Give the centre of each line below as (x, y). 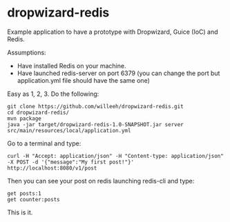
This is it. (20, 212)
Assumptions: (27, 52)
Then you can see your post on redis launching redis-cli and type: (101, 181)
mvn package (24, 119)
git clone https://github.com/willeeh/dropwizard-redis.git (96, 106)
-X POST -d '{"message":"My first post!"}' (71, 162)
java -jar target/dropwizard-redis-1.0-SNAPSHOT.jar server (96, 124)
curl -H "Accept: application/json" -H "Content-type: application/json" (116, 156)
